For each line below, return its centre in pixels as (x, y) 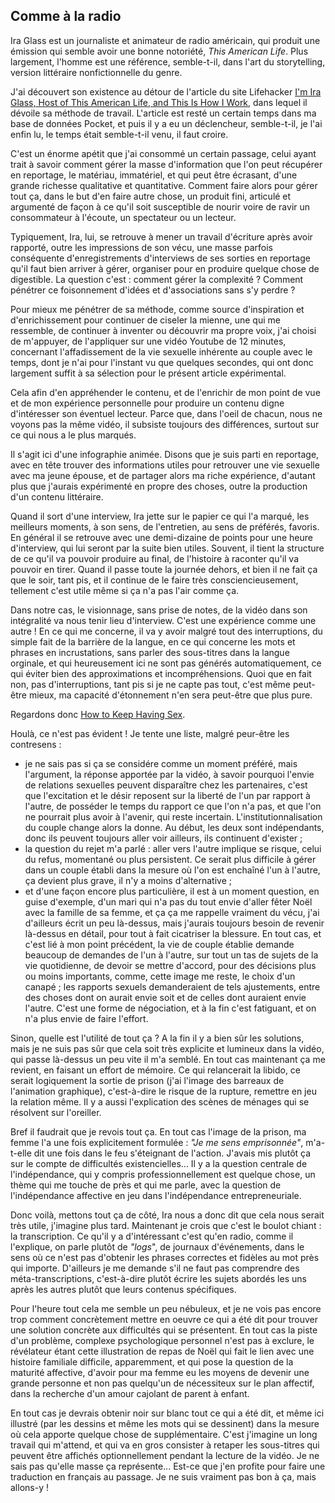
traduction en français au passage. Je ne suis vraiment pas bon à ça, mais (163, 1476)
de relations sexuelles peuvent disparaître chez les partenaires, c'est (166, 785)
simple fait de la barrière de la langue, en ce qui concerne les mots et (153, 641)
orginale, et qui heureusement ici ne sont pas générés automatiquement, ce (166, 663)
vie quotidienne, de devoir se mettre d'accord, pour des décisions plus (170, 965)
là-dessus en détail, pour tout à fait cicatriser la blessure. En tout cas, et (173, 933)
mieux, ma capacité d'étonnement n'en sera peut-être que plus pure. (170, 695)
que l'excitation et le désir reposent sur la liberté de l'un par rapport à (167, 795)
